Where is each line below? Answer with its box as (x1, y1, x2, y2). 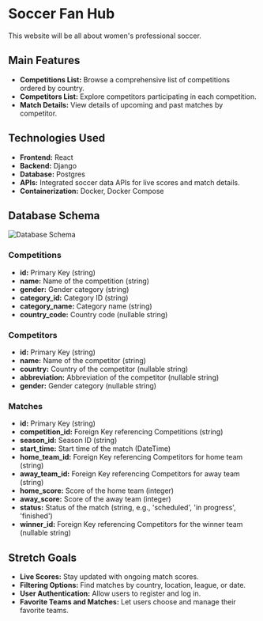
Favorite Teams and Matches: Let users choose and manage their (19, 597, 237, 607)
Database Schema (8, 209, 100, 222)
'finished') (19, 511, 53, 521)
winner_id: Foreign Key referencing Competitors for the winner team (19, 520, 243, 529)
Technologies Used (8, 131, 105, 145)
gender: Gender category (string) (19, 284, 130, 293)
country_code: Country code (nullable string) (19, 309, 168, 319)
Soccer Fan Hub (8, 5, 115, 23)
